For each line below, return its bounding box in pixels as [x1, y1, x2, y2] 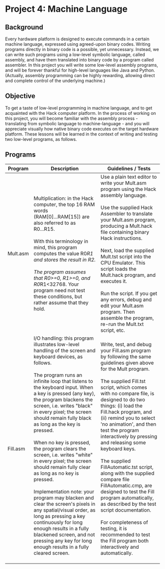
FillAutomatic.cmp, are [100, 482, 152, 489]
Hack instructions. [100, 235, 142, 242]
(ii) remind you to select [100, 414, 156, 421]
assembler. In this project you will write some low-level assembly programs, [5, 62, 158, 68]
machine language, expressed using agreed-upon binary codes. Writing [5, 41, 151, 47]
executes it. [100, 277, 127, 284]
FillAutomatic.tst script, [100, 463, 154, 470]
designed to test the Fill [100, 488, 155, 495]
